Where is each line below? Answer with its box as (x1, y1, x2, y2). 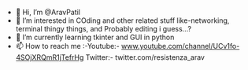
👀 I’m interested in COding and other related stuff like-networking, (15, 16, 230, 25)
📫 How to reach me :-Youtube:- (15, 42, 120, 50)
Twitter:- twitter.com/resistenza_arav (85, 53, 205, 62)
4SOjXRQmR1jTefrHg (15, 53, 84, 62)
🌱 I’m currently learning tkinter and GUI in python (15, 32, 175, 42)
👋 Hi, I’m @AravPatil (15, 8, 81, 17)
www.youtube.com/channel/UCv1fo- (120, 42, 240, 50)
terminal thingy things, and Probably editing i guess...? (15, 24, 191, 33)
